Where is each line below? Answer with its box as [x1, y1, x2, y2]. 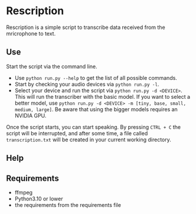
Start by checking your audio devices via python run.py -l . [14, 80, 159, 87]
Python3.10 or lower [14, 195, 63, 202]
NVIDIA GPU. [14, 112, 47, 119]
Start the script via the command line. [6, 63, 97, 70]
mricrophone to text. [6, 30, 56, 37]
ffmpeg [14, 189, 33, 196]
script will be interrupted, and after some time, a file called [6, 129, 148, 137]
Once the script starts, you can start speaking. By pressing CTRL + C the [6, 123, 181, 131]
